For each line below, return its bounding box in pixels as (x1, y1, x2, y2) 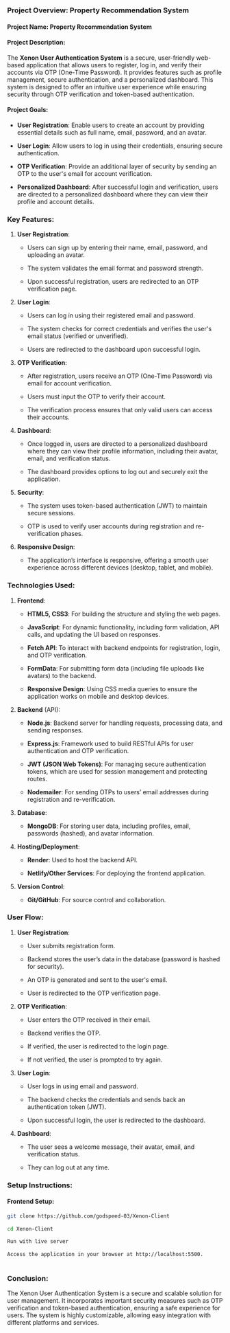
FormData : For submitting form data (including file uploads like (27, 664, 205, 672)
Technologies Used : (7, 581, 75, 590)
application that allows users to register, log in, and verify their (26, 60, 202, 69)
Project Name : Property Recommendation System (7, 23, 152, 31)
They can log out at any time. (27, 1163, 110, 1172)
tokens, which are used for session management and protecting (27, 767, 207, 775)
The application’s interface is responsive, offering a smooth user (27, 556, 209, 565)
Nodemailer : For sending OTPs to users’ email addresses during (27, 787, 209, 796)
